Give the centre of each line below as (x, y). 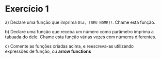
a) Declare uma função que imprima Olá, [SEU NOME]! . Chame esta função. (80, 22)
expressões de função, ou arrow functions (48, 51)
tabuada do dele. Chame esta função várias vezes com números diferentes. (81, 37)
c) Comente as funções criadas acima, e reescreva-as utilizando (70, 46)
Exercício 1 (27, 9)
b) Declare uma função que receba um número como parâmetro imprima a (80, 31)
